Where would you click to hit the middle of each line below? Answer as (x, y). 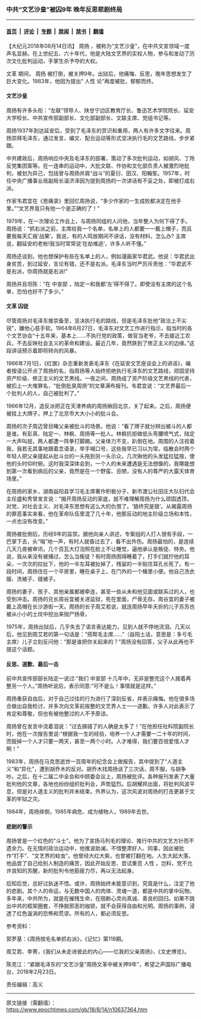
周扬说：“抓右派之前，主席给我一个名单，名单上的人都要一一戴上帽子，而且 (99, 228)
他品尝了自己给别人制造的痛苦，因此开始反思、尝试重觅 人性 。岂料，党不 (97, 863)
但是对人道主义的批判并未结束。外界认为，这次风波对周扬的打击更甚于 (103, 791)
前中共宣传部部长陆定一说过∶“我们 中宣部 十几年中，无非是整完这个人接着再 (99, 678)
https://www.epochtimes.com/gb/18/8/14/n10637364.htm (77, 1009)
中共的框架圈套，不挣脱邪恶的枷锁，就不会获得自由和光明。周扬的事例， (100, 906)
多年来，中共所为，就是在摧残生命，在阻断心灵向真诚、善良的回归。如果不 (98, 899)
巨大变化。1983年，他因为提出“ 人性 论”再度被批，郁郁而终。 (81, 81)
